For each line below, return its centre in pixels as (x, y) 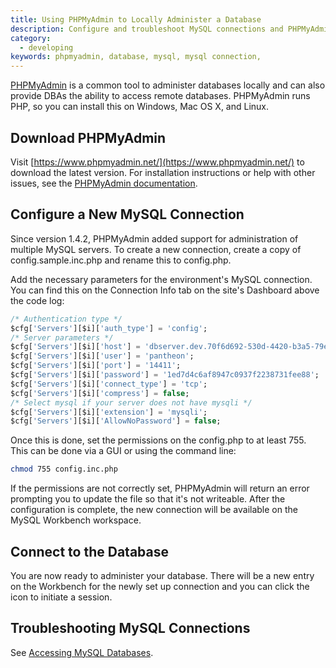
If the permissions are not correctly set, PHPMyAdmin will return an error (160, 488)
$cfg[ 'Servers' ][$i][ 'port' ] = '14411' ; (96, 366)
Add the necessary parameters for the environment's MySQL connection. (161, 279)
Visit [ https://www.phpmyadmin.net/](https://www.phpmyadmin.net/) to (157, 162)
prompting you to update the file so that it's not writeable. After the (148, 499)
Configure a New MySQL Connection (127, 214)
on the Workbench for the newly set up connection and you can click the (160, 586)
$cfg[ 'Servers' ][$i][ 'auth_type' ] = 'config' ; (109, 328)
